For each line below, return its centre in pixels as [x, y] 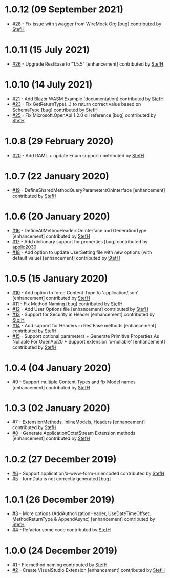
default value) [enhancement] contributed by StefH [66, 258]
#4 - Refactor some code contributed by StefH [61, 530]
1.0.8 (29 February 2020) [59, 141]
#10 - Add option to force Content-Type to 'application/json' [75, 292]
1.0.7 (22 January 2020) [57, 176]
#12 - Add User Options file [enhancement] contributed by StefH [80, 309]
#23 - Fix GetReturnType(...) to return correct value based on [77, 104]
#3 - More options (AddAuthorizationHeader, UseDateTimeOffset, [81, 513]
